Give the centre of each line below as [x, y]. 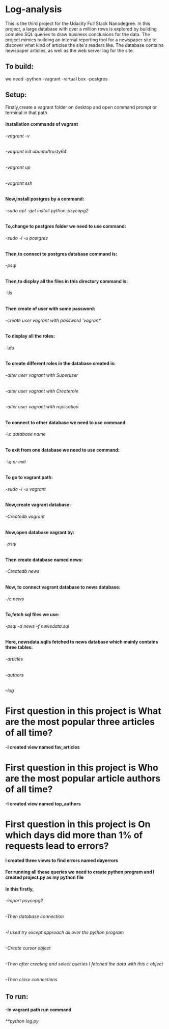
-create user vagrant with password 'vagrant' [53, 320]
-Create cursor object [28, 948]
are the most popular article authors [83, 779]
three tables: [19, 647]
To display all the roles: [30, 336]
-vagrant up [18, 167]
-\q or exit [16, 461]
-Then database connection [35, 916]
